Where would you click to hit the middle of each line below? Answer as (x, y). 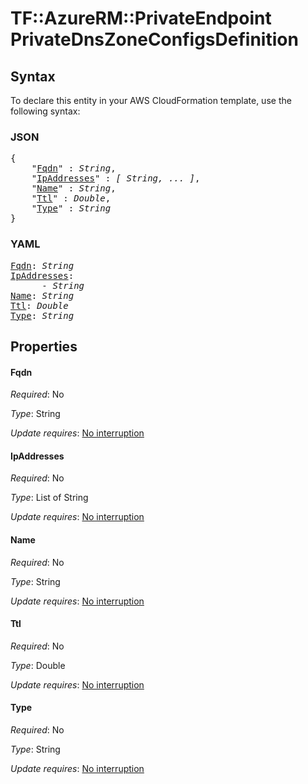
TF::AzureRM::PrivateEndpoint (141, 18)
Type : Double (38, 665)
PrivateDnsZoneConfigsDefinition (154, 39)
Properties (44, 346)
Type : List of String (49, 498)
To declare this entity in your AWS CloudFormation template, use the (151, 100)
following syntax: (45, 111)
